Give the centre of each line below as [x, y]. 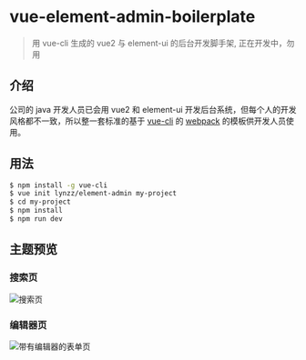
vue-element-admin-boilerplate [133, 17]
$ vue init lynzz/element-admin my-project [93, 194]
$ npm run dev [36, 219]
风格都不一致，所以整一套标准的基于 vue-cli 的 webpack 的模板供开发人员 [148, 121]
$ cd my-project [40, 202]
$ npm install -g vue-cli [58, 185]
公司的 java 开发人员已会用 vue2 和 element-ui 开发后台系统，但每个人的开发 [153, 109]
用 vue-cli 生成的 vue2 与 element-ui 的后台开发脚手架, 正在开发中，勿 [163, 43]
